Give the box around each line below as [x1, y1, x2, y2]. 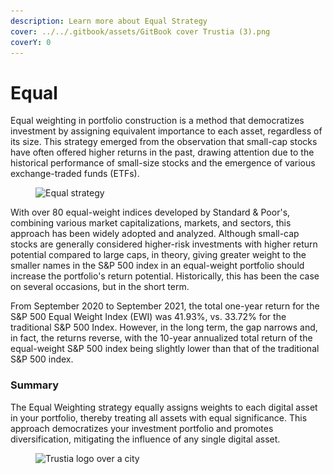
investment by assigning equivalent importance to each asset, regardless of [10, 125, 323, 137]
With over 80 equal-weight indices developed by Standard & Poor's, [10, 206, 291, 219]
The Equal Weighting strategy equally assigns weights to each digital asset [10, 401, 318, 413]
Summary [10, 378, 60, 392]
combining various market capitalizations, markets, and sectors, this [10, 217, 292, 229]
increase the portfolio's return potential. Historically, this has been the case [10, 270, 320, 282]
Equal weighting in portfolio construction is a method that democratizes [10, 115, 305, 127]
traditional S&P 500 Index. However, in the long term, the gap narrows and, [10, 321, 318, 334]
